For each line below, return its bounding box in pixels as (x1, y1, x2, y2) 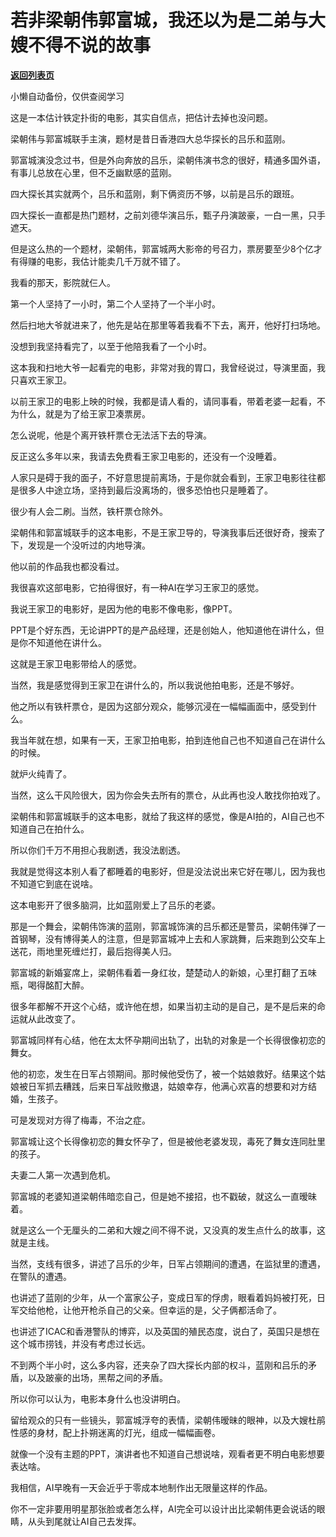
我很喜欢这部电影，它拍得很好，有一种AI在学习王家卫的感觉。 (10, 581, 265, 593)
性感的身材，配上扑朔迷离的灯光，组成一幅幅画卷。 (10, 1426, 221, 1438)
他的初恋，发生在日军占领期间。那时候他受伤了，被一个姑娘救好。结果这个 (10, 1067, 317, 1080)
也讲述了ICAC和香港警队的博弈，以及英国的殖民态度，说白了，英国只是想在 (10, 1325, 321, 1337)
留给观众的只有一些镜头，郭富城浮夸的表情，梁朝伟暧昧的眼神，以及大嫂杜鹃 (10, 1414, 326, 1426)
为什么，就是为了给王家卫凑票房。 (10, 407, 151, 420)
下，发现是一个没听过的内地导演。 (10, 539, 151, 551)
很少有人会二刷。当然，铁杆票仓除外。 (10, 505, 168, 517)
